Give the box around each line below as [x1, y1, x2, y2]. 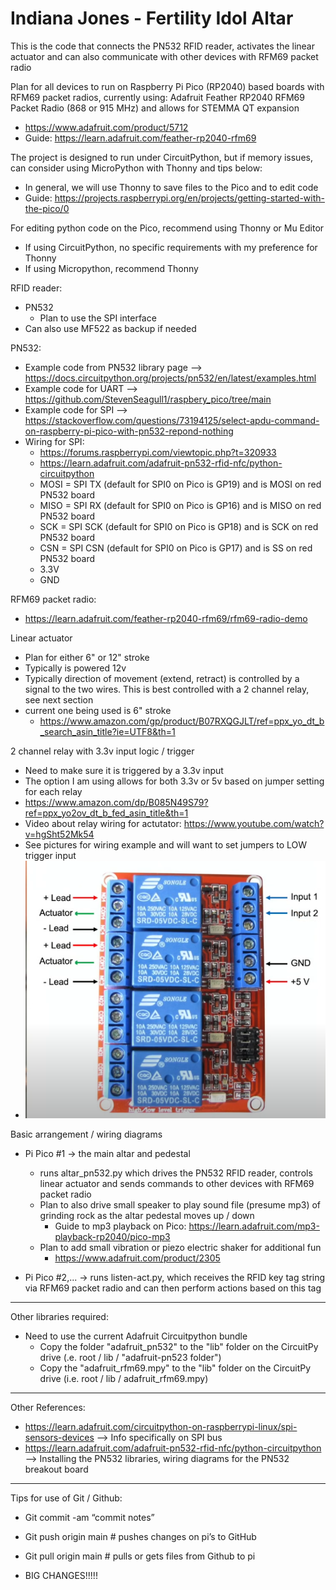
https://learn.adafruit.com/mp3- [188, 1220, 320, 1232]
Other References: [10, 1402, 86, 1414]
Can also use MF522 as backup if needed [24, 322, 197, 334]
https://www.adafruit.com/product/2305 [54, 1252, 221, 1264]
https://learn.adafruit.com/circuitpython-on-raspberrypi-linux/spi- [24, 1421, 298, 1433]
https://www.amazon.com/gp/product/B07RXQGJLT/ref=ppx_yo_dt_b [39, 715, 325, 727]
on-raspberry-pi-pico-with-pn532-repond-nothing [24, 425, 234, 437]
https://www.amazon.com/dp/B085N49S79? [24, 796, 209, 808]
